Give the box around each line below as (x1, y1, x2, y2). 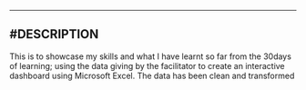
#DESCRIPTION (9, 26, 99, 42)
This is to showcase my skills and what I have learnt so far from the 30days (9, 51, 291, 62)
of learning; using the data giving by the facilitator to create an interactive (9, 60, 285, 71)
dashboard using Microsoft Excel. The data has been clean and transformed (9, 70, 295, 81)
